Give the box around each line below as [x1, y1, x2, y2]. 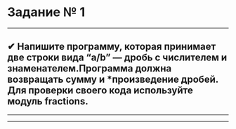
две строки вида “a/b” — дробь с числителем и [7, 52, 228, 64]
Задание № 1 [7, 4, 86, 20]
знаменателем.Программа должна [7, 62, 172, 74]
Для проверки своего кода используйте [7, 85, 193, 97]
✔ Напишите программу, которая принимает [7, 41, 216, 53]
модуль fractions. [7, 95, 89, 107]
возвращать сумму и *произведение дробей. [7, 74, 219, 86]
